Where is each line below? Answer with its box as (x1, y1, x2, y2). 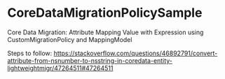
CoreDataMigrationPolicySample (7, 5, 203, 21)
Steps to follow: (7, 49, 53, 57)
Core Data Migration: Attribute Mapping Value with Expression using (7, 28, 204, 36)
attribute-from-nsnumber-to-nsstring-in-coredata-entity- (7, 56, 173, 64)
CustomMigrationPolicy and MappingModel (7, 35, 132, 43)
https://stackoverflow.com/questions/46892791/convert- (53, 49, 218, 57)
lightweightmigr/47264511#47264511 (7, 64, 114, 72)
